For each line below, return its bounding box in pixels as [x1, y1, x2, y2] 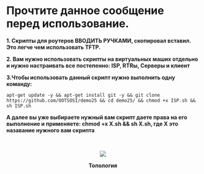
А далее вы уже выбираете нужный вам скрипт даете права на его [6, 113, 187, 121]
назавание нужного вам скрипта [6, 126, 95, 134]
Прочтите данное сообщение [6, 4, 164, 18]
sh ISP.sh [6, 102, 32, 109]
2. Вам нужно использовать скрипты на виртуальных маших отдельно [6, 55, 198, 62]
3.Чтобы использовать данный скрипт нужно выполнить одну [6, 74, 176, 81]
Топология [88, 162, 118, 169]
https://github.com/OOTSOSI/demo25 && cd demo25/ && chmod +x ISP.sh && [6, 97, 196, 104]
